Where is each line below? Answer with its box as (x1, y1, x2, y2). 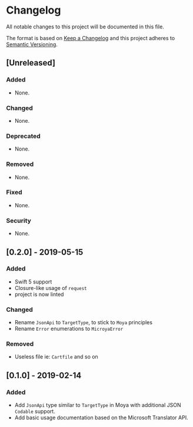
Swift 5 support (14, 278, 52, 285)
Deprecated (6, 132, 41, 140)
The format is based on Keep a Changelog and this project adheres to (6, 34, 175, 41)
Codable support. (14, 408, 56, 415)
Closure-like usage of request (14, 284, 87, 291)
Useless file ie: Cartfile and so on (14, 353, 98, 360)
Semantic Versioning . (6, 41, 58, 48)
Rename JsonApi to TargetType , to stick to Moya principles (14, 319, 153, 326)
